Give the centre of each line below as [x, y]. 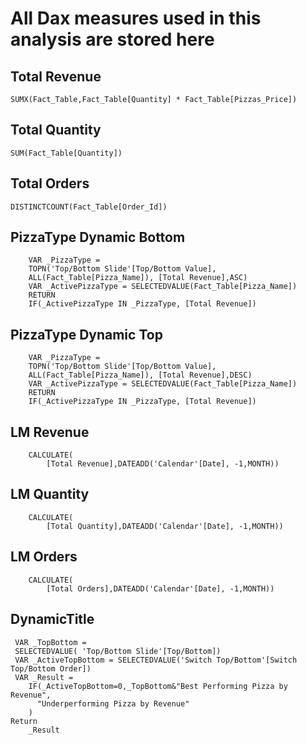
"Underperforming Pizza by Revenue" [113, 703]
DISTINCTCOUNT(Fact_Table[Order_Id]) [89, 207]
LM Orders [44, 557]
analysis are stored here [112, 39]
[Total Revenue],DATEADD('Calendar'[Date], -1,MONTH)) [163, 464]
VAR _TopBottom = [50, 642]
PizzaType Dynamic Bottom [98, 237]
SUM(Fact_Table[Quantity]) [66, 153]
